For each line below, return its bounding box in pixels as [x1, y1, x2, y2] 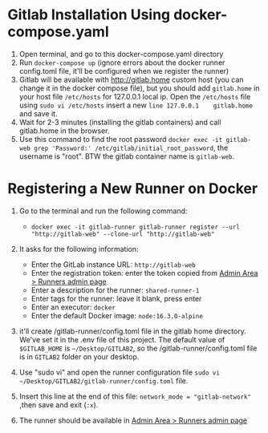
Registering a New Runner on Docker [7, 180, 258, 198]
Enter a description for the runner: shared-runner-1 [30, 285, 200, 294]
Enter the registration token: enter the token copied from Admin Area [30, 268, 258, 277]
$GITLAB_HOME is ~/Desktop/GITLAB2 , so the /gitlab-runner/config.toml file [18, 343, 258, 353]
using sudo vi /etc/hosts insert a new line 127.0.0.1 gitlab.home [18, 100, 254, 110]
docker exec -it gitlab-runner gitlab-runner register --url [30, 223, 240, 231]
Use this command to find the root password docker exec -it [18, 134, 223, 144]
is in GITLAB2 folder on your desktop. [18, 351, 140, 362]
